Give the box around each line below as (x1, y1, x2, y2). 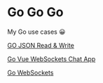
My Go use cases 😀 (7, 27, 66, 36)
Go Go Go (7, 4, 64, 20)
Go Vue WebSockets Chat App (7, 54, 96, 63)
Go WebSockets (7, 68, 54, 77)
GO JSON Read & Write (7, 41, 75, 49)
